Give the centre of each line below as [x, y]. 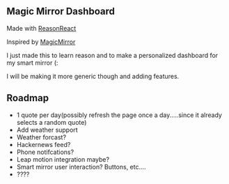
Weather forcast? [41, 137]
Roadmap [28, 98]
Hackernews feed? [44, 144]
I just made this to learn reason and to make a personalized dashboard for [112, 55]
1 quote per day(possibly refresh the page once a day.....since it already [119, 115]
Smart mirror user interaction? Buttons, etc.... [81, 167]
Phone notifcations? [45, 152]
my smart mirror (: [32, 63]
